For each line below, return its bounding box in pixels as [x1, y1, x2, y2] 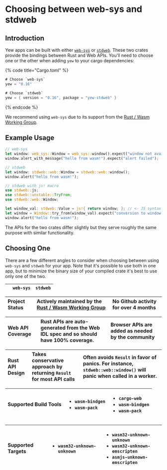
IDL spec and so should [40, 330, 97, 337]
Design [7, 369, 25, 376]
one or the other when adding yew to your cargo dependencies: [5, 58, 134, 63]
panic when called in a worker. [83, 372, 158, 379]
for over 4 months [112, 304, 156, 311]
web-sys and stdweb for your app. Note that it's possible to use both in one [5, 262, 156, 268]
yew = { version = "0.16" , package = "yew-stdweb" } [5, 95, 117, 100]
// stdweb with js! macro [5, 183, 59, 188]
